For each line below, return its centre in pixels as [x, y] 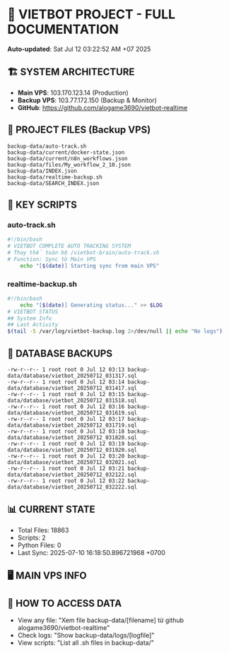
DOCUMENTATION [63, 29]
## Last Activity [33, 325]
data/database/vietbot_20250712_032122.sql [72, 475]
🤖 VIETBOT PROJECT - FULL [91, 14]
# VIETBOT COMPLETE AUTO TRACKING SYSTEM [69, 246]
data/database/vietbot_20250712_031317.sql [72, 376]
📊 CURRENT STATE [51, 510]
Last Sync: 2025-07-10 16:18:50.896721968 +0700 [92, 552]
